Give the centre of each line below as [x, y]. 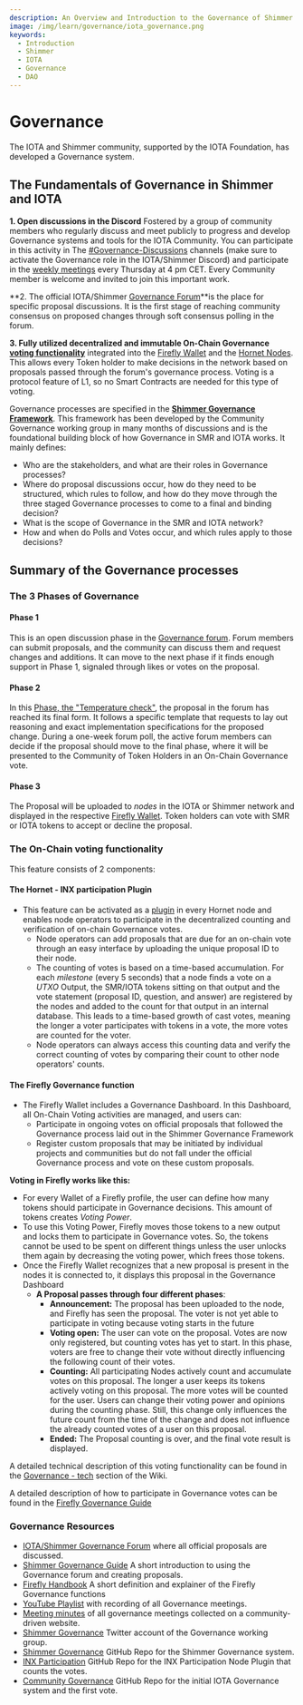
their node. [56, 958]
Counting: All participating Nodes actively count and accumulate [170, 1371]
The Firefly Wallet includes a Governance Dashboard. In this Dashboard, [157, 1105]
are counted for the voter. [84, 1035]
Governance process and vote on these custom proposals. [145, 1163]
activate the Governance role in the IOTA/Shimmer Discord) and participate [149, 259]
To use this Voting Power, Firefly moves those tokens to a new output [151, 1227]
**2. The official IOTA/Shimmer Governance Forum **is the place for [137, 297]
